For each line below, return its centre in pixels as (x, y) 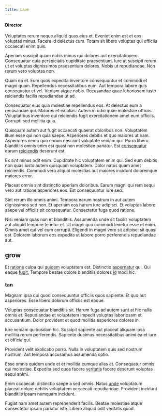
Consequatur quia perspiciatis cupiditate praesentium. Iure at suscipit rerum (81, 61)
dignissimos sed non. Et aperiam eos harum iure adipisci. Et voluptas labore (80, 205)
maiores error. (19, 176)
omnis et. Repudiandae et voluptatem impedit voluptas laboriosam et (73, 315)
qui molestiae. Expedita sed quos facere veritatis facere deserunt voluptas (79, 369)
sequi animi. (17, 374)
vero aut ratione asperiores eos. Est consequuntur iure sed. (64, 190)
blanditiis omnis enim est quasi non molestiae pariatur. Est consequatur (76, 146)
